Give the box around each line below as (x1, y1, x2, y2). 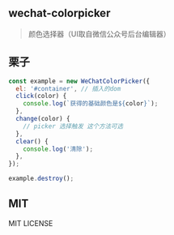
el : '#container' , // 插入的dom (15, 84, 121, 92)
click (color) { (15, 92, 67, 100)
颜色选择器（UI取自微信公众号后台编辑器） (28, 28, 171, 39)
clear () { (15, 137, 49, 145)
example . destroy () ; (8, 174, 74, 183)
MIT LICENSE (8, 218, 53, 228)
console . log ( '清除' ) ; (23, 145, 94, 153)
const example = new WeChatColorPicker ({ (8, 77, 151, 85)
